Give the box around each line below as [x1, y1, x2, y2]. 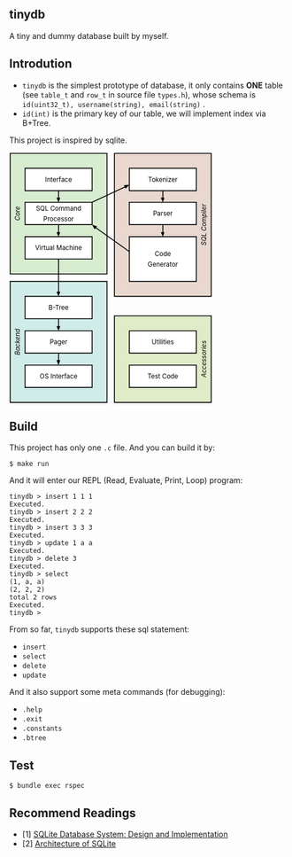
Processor [42, 214, 74, 223]
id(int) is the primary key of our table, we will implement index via [21, 108, 267, 119]
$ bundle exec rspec [9, 782, 86, 791]
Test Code [147, 371, 179, 380]
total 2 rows [9, 593, 58, 602]
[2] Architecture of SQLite [21, 838, 117, 849]
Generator [147, 260, 179, 269]
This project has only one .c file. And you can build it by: [9, 442, 215, 453]
